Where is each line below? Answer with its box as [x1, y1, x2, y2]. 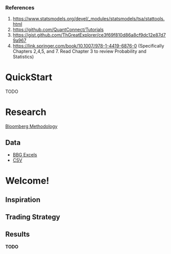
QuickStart [5, 72, 53, 83]
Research [5, 106, 47, 118]
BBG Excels [12, 151, 37, 157]
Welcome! [5, 175, 50, 187]
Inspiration [5, 195, 41, 204]
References [5, 4, 35, 11]
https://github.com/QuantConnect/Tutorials [12, 27, 104, 33]
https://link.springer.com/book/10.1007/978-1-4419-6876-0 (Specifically [12, 43, 164, 49]
